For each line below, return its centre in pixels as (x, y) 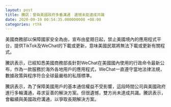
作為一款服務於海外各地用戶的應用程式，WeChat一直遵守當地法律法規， (89, 69)
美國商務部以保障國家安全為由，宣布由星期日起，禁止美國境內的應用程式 (81, 39)
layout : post (19, 10)
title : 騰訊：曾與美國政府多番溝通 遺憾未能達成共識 (55, 15)
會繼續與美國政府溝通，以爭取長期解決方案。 (52, 99)
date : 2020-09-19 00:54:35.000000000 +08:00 (53, 19)
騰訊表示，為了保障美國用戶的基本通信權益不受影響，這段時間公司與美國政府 (85, 87)
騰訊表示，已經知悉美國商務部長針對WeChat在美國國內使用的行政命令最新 (83, 63)
